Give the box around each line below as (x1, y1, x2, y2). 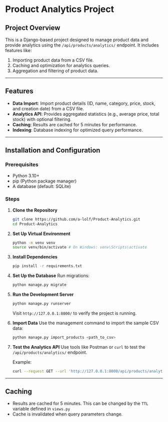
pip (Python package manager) (12, 178, 77, 184)
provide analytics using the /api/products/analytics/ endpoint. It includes (5, 42, 159, 48)
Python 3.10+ (12, 172, 40, 178)
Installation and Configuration (5, 146, 100, 155)
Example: (12, 359, 32, 365)
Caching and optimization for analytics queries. (12, 63, 110, 68)
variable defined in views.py (12, 406, 70, 412)
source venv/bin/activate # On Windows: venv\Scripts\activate (12, 245, 147, 250)
